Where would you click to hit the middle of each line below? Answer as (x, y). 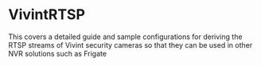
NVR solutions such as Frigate (58, 53)
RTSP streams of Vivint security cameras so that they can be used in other (130, 45)
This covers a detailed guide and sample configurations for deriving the (125, 37)
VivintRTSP (47, 15)
